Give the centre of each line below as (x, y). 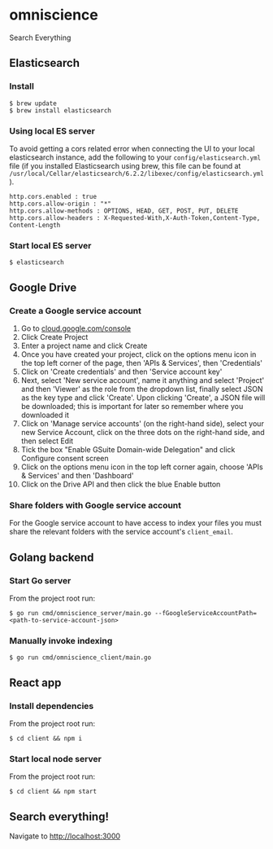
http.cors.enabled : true (53, 196)
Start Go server (40, 580)
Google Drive (43, 287)
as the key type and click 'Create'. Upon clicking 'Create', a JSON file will (143, 398)
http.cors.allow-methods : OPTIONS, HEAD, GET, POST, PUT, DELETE (124, 211)
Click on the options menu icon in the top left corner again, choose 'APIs (142, 467)
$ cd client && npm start (53, 792)
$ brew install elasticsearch (61, 110)
